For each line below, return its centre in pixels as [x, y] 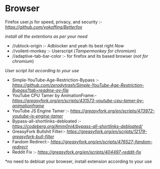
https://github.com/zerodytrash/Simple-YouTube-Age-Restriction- [78, 85]
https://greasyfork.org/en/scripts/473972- [112, 111]
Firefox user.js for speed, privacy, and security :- [54, 22]
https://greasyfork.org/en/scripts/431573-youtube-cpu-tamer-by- [78, 100]
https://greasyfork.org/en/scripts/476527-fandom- [102, 141]
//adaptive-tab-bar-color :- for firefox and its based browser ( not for [80, 56]
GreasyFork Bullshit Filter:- [39, 131]
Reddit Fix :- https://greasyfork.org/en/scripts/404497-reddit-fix [77, 152]
